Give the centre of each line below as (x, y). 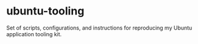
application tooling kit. (34, 34)
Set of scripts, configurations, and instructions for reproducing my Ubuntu (99, 28)
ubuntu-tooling (45, 11)
